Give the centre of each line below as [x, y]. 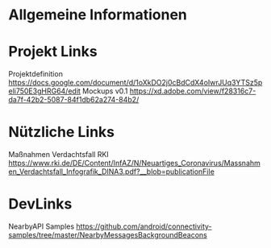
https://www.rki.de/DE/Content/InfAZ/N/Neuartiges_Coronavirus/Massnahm [134, 163]
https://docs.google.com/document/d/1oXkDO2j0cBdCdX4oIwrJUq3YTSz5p [135, 83]
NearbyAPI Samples [42, 226]
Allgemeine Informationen [98, 15]
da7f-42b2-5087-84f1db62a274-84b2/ [74, 100]
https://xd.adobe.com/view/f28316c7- [193, 91]
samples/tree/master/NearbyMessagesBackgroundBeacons [108, 235]
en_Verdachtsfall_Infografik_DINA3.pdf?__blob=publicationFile [112, 172]
